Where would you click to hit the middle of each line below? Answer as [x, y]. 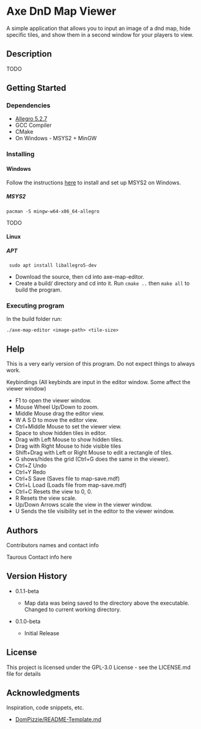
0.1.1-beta [27, 591]
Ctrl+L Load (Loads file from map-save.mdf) [71, 485]
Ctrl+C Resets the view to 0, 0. [54, 492]
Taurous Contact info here [39, 557]
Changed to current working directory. [72, 609]
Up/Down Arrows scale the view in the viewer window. [84, 505]
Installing [20, 154]
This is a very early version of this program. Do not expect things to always [101, 364]
